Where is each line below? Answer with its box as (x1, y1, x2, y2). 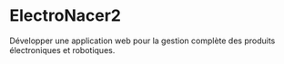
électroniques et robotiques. (9, 44, 116, 55)
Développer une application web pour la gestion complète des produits (9, 35, 276, 46)
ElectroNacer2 (9, 5, 121, 26)
